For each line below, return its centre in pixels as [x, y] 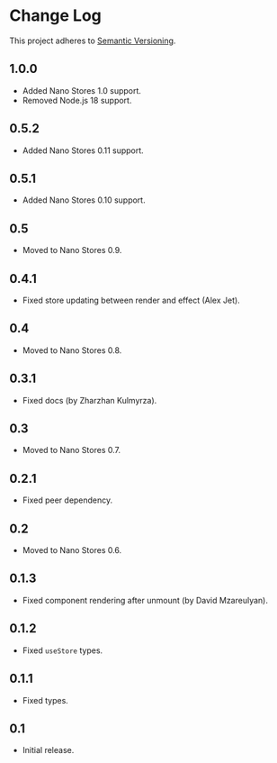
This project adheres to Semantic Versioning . [93, 41]
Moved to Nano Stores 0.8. [72, 350]
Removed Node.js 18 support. [77, 100]
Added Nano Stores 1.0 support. [82, 90]
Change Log [55, 16]
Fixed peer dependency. [67, 500]
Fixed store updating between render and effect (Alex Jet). [131, 300]
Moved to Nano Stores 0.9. [72, 250]
